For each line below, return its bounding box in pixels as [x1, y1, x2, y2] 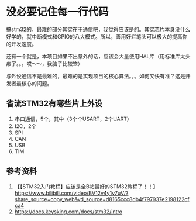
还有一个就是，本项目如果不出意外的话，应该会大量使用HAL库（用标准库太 [6, 53, 185, 60]
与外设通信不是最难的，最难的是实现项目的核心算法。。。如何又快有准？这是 [6, 72, 185, 80]
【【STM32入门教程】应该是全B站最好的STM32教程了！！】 [14, 182, 159, 190]
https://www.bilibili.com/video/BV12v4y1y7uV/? [14, 189, 129, 196]
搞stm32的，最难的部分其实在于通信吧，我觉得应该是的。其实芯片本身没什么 [6, 26, 191, 33]
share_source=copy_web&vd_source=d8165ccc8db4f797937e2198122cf [14, 195, 190, 202]
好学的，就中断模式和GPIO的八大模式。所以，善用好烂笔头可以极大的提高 [6, 33, 183, 40]
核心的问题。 [21, 80, 53, 87]
